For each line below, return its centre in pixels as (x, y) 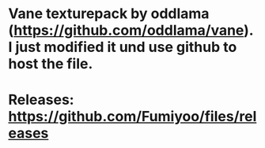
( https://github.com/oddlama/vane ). (131, 30)
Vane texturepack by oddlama (109, 14)
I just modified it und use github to (123, 47)
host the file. (51, 64)
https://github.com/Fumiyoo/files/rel (132, 117)
